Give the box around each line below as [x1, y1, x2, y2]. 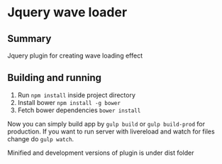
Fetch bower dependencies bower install [17, 106, 141, 114]
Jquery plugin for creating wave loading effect [7, 51, 143, 60]
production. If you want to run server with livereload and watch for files [7, 127, 215, 136]
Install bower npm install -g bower [17, 98, 121, 106]
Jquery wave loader [7, 4, 128, 21]
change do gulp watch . [7, 134, 74, 143]
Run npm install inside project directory [17, 90, 136, 99]
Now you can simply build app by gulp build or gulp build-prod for [7, 119, 206, 128]
